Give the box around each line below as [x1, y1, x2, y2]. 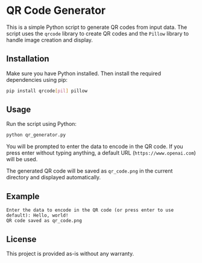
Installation [6, 54, 49, 64]
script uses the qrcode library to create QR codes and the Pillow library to [6, 29, 189, 37]
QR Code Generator [6, 4, 106, 17]
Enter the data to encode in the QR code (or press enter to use [6, 207, 174, 214]
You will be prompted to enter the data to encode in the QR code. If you [6, 143, 183, 150]
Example [6, 191, 40, 202]
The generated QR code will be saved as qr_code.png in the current [6, 167, 173, 175]
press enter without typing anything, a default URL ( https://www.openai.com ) [6, 149, 196, 156]
